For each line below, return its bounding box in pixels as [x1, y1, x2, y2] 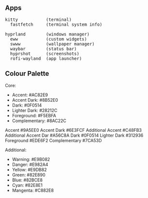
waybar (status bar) [10, 46, 77, 52]
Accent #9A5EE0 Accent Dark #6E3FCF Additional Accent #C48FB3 [5, 127, 142, 133]
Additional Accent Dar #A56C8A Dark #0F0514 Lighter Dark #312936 [5, 132, 144, 138]
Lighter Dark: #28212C [12, 107, 57, 113]
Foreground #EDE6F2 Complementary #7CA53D [5, 137, 102, 143]
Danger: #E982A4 [12, 162, 49, 167]
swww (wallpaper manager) [10, 41, 95, 47]
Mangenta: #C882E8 [12, 187, 54, 193]
